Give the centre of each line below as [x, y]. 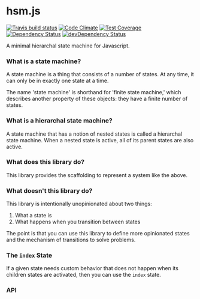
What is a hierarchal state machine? [59, 121]
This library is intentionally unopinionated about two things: [79, 204]
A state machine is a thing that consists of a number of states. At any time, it [100, 74]
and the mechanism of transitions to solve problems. [71, 240]
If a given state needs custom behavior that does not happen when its [92, 268]
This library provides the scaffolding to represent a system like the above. [97, 175]
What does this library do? [46, 162]
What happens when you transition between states [78, 222]
